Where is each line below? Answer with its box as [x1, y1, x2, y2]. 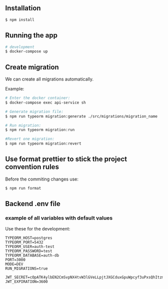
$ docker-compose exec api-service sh [5, 100, 86, 105]
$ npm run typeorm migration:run [5, 127, 75, 132]
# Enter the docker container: [5, 95, 70, 100]
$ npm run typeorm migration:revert [5, 141, 81, 146]
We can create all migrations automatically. [5, 76, 94, 82]
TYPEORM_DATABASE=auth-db [5, 253, 59, 258]
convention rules [5, 162, 59, 171]
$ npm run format [5, 185, 41, 190]
